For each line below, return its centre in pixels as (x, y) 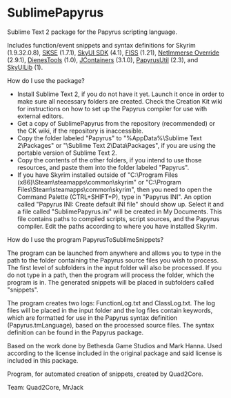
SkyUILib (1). (25, 67)
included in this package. (43, 360)
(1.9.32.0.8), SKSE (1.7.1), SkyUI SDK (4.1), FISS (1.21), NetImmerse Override (113, 53)
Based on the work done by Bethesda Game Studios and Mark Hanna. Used (115, 345)
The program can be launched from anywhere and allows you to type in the (114, 253)
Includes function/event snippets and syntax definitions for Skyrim (101, 45)
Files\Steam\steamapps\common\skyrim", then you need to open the (114, 189)
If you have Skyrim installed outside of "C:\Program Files (97, 175)
